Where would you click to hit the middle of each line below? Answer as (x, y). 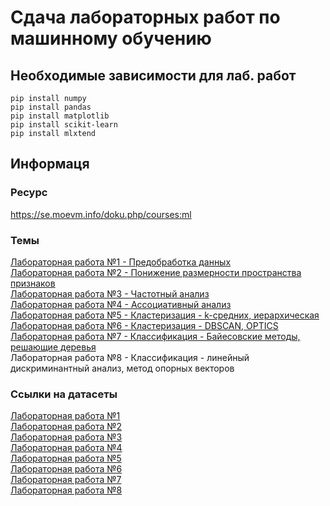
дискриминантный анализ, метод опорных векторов (122, 368)
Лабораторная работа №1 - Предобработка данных (121, 262)
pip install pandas (51, 107)
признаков (33, 283)
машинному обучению (111, 38)
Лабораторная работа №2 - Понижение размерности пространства (156, 272)
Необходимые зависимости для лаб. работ (153, 75)
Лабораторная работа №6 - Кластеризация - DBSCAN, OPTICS (144, 325)
